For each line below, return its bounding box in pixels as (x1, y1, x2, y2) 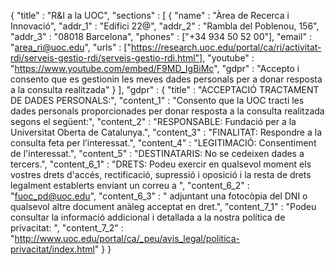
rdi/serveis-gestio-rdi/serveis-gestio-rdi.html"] (10, 52, 203, 64)
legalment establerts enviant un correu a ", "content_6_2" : (10, 180, 250, 191)
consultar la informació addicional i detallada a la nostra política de (10, 211, 286, 223)
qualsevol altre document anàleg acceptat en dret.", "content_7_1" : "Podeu (10, 201, 317, 212)
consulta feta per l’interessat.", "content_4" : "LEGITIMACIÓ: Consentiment (10, 137, 317, 149)
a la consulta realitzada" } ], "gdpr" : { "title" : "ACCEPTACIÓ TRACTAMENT (10, 84, 320, 95)
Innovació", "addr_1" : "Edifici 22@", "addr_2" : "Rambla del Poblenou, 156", (10, 20, 320, 32)
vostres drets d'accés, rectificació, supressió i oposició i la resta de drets (10, 169, 312, 180)
